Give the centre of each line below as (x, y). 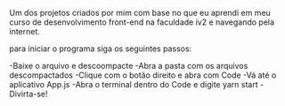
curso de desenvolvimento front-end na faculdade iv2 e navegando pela (142, 22)
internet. (24, 31)
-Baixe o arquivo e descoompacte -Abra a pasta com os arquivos (129, 66)
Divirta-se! (28, 94)
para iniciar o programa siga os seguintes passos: (101, 49)
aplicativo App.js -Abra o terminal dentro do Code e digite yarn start (134, 84)
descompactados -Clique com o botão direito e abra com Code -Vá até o (143, 75)
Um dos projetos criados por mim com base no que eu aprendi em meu (140, 13)
